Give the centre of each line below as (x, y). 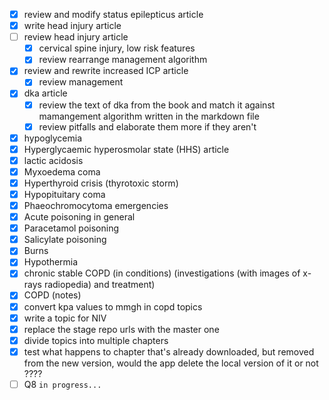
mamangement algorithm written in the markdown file (149, 116)
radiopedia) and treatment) (99, 285)
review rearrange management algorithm (123, 60)
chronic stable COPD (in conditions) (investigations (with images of (162, 273)
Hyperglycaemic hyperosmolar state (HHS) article (126, 149)
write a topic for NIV (65, 318)
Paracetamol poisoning (71, 228)
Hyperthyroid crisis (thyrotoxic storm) (101, 183)
